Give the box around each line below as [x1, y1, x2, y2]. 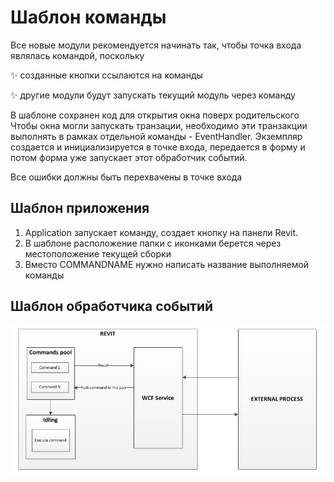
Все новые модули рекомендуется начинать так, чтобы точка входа [10, 39, 302, 51]
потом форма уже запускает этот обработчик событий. [10, 151, 248, 163]
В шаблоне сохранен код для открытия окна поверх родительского [10, 109, 300, 121]
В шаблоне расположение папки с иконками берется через [24, 237, 282, 249]
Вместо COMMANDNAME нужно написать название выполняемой [24, 258, 310, 270]
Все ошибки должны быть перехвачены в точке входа [10, 171, 243, 183]
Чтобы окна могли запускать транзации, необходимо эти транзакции [10, 119, 308, 131]
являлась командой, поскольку [10, 49, 145, 61]
